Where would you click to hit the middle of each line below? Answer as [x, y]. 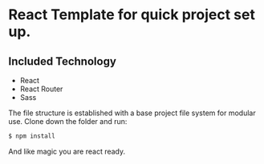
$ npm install [32, 136]
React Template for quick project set [132, 15]
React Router [41, 89]
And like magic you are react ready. [67, 151]
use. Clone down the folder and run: [68, 121]
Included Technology [62, 61]
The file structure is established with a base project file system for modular [132, 113]
